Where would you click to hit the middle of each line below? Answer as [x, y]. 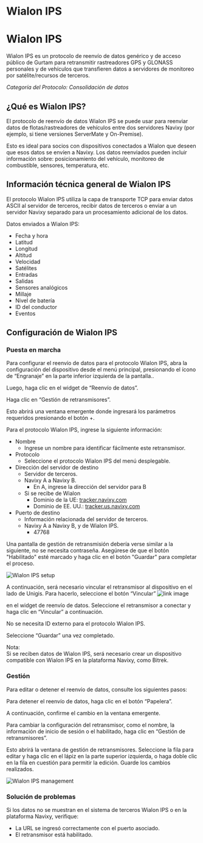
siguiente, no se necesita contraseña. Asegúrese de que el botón [88, 550]
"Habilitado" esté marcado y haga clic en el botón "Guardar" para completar [101, 557]
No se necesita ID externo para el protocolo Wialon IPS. [76, 624]
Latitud [24, 242]
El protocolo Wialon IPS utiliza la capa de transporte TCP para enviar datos [100, 199]
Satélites [26, 268]
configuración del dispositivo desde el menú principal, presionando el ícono [101, 369]
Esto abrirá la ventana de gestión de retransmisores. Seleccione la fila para [100, 749]
